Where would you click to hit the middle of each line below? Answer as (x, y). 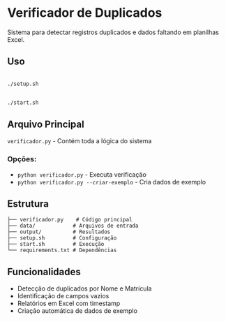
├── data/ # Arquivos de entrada (73, 226)
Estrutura (28, 204)
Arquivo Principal (46, 124)
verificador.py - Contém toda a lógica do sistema (80, 141)
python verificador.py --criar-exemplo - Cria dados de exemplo (112, 182)
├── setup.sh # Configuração (62, 238)
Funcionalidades (44, 271)
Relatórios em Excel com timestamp (69, 303)
